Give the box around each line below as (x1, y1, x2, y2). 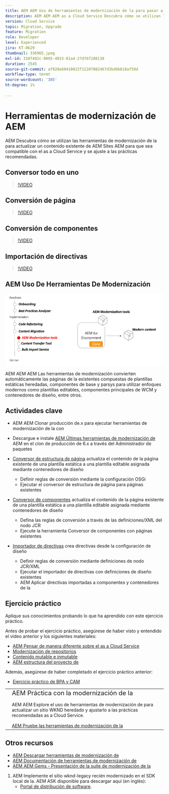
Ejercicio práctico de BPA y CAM (12, 678, 80, 685)
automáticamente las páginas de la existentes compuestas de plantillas (5, 376, 152, 382)
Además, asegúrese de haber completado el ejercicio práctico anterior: (5, 669, 153, 675)
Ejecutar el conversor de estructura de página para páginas (20, 481, 143, 487)
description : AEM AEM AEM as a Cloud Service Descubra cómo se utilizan (5, 13, 161, 19)
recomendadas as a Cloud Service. (12, 712, 84, 718)
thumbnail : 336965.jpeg (5, 50, 55, 55)
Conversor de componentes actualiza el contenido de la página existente (12, 496, 164, 502)
